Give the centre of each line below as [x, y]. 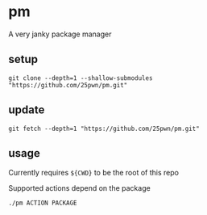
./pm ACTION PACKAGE [43, 203]
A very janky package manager [60, 34]
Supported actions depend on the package [79, 188]
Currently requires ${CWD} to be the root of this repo [94, 173]
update [27, 110]
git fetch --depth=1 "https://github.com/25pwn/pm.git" [104, 129]
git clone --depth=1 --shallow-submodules [81, 78]
